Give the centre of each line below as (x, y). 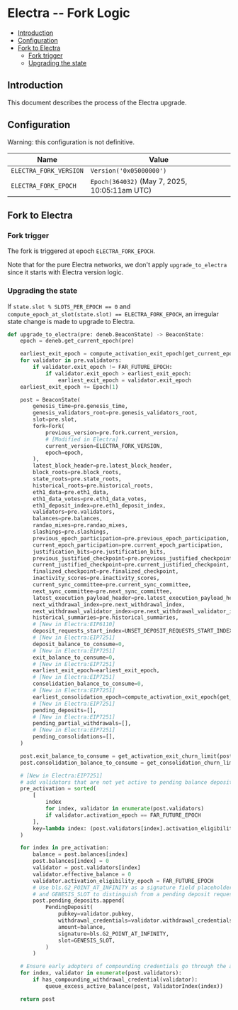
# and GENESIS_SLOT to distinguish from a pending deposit (122, 894)
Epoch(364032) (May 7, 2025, (139, 181)
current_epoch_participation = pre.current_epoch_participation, (128, 545)
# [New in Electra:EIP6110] (74, 624)
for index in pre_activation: (65, 848)
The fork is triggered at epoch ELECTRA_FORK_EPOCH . (81, 251)
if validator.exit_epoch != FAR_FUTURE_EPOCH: (103, 367)
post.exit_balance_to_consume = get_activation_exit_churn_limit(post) (128, 756)
